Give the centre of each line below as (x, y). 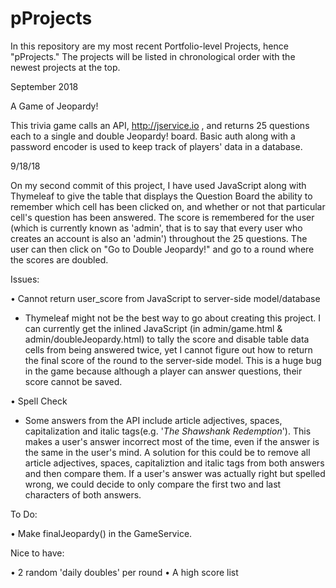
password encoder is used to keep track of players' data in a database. (156, 146)
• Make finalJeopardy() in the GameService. (101, 533)
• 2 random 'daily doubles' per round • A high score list (124, 572)
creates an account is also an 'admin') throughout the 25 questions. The (159, 238)
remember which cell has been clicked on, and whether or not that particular (168, 206)
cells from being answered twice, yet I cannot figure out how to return (168, 349)
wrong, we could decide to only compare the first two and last (153, 484)
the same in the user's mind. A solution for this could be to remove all (167, 452)
